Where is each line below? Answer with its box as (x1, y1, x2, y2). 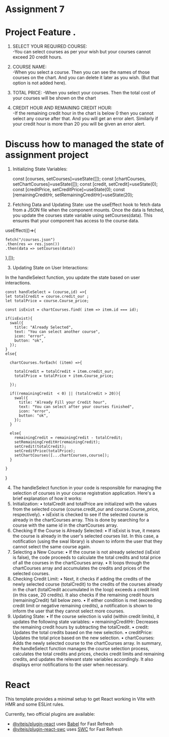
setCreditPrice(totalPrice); (14, 448, 76, 453)
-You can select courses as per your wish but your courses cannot (12, 49, 151, 55)
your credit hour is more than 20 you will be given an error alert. (12, 121, 146, 127)
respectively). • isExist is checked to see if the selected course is (12, 512, 148, 518)
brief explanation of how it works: (12, 495, 82, 501)
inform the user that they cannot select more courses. (12, 608, 125, 614)
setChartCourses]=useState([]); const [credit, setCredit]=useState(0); (12, 181, 158, 187)
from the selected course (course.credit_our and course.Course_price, (12, 506, 159, 513)
